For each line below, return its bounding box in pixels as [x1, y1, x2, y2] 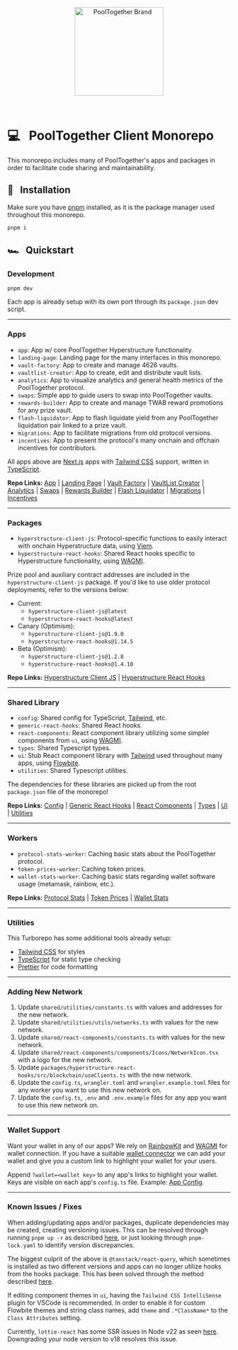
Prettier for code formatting [17, 962, 98, 971]
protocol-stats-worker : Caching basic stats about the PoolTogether [17, 849, 216, 858]
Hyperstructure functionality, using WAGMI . [17, 557, 145, 565]
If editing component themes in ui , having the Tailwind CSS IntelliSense [7, 1290, 222, 1299]
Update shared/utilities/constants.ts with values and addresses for [17, 1003, 223, 1012]
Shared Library [7, 697, 60, 707]
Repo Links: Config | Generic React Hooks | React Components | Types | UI [7, 801, 228, 810]
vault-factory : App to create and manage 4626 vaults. [17, 360, 178, 369]
